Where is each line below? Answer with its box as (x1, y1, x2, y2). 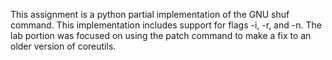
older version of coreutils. (10, 40, 117, 52)
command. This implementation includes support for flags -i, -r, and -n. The (10, 19, 322, 31)
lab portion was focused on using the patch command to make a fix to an (10, 30, 312, 41)
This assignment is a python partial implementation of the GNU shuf (10, 9, 290, 20)
